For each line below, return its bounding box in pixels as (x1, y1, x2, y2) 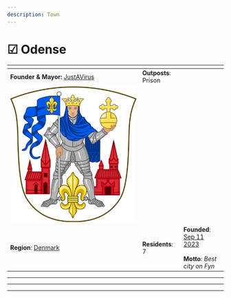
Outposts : (142, 69, 172, 77)
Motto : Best (183, 255, 217, 263)
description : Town (7, 11, 60, 18)
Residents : (142, 240, 174, 248)
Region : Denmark (10, 244, 60, 252)
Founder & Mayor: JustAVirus (10, 72, 95, 81)
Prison (142, 76, 161, 85)
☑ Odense (7, 41, 67, 57)
